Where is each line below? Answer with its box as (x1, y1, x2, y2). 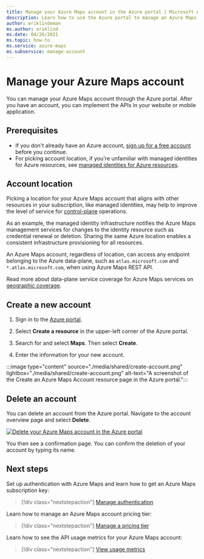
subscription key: (6, 487, 50, 494)
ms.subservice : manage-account (6, 49, 86, 55)
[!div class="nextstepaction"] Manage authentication (21, 498, 154, 505)
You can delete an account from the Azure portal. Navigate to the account (6, 409, 191, 417)
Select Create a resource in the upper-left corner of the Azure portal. (15, 328, 189, 335)
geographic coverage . (6, 282, 62, 289)
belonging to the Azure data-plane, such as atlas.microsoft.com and (6, 257, 179, 265)
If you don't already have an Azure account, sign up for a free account (15, 141, 191, 149)
